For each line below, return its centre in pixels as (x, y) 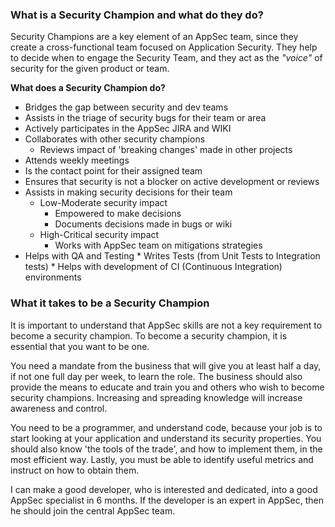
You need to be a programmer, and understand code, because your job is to (166, 427)
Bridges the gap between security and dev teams (126, 107)
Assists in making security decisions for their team (128, 192)
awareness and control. (59, 408)
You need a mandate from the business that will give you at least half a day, (166, 365)
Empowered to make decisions (118, 214)
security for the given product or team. (90, 69)
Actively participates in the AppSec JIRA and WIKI (128, 129)
